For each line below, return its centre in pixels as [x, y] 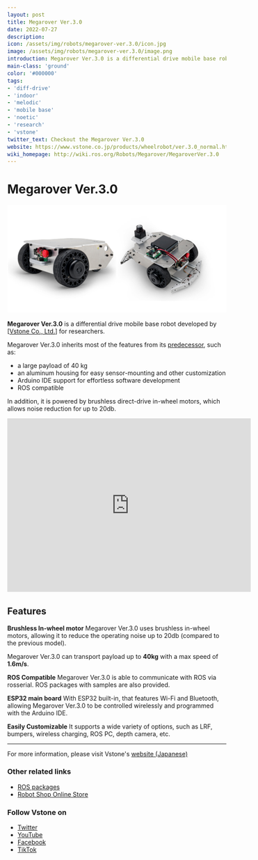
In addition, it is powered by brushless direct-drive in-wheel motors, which [114, 401]
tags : [15, 81]
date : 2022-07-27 [32, 29]
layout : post [26, 15]
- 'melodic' [24, 103]
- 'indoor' [23, 95]
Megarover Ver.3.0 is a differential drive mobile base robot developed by [112, 324]
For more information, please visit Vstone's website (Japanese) [98, 754]
